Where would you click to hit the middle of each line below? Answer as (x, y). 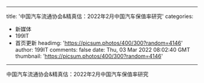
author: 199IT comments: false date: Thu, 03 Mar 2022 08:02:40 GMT (103, 50)
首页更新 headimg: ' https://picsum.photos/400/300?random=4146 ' (99, 43)
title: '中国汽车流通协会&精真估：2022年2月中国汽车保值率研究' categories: (100, 16)
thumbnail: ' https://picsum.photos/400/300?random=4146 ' (89, 56)
